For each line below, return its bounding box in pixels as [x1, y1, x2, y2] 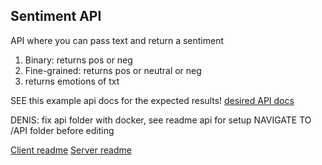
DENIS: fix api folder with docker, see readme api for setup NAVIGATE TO [10, 114, 312, 126]
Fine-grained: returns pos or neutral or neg [24, 64, 202, 76]
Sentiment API [10, 8, 102, 25]
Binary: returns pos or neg [24, 54, 133, 66]
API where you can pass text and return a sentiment [10, 34, 225, 46]
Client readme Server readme [10, 144, 132, 156]
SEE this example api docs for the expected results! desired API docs [10, 94, 295, 106]
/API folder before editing [10, 124, 115, 136]
